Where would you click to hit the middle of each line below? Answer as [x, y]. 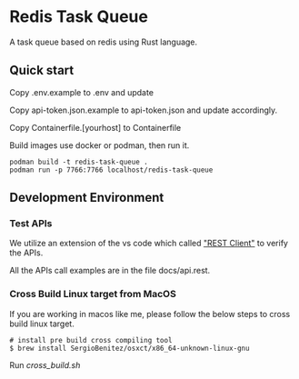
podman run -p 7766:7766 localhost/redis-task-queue [111, 170]
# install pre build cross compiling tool [91, 340]
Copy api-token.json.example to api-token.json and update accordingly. [144, 110]
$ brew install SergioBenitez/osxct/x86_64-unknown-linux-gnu [130, 348]
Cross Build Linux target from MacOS [93, 294]
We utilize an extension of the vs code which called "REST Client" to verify [149, 244]
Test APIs [31, 224]
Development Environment [87, 198]
